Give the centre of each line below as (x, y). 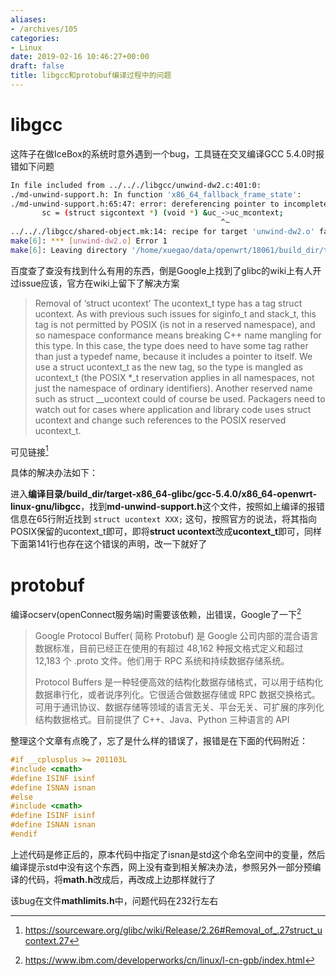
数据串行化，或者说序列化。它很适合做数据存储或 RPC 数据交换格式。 (177, 695)
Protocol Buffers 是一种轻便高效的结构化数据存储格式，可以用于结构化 (179, 682)
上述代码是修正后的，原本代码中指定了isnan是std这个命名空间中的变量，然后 (168, 854)
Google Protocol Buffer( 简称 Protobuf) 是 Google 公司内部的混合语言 (176, 636)
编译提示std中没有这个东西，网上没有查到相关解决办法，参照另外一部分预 (161, 867)
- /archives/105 (44, 29)
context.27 (47, 940)
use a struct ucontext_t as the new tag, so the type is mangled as (168, 367)
